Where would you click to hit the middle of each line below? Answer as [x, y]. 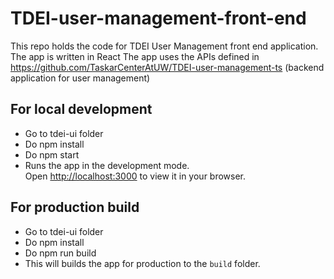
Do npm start [52, 154]
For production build [75, 207]
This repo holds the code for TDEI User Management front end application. [164, 46]
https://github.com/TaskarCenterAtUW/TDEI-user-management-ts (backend [167, 67]
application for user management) [80, 78]
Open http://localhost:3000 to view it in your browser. [135, 176]
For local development [81, 109]
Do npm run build [60, 253]
